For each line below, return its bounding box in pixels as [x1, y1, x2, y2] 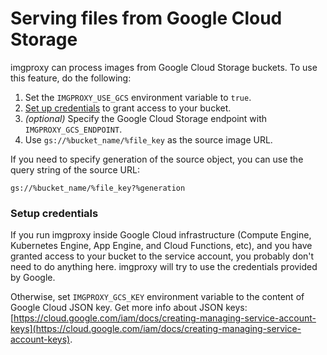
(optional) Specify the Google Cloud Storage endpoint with [24, 112, 268, 124]
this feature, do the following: [10, 72, 132, 84]
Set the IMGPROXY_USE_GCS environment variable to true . [24, 91, 252, 103]
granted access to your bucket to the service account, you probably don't [10, 250, 315, 262]
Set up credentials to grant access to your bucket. [24, 102, 232, 114]
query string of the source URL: [10, 163, 140, 176]
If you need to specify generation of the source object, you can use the [10, 153, 304, 165]
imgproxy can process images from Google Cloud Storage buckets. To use [10, 61, 318, 73]
